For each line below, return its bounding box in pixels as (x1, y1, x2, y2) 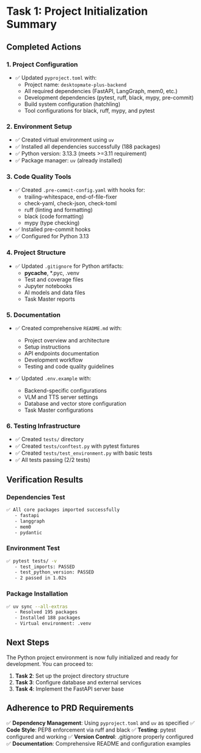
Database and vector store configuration (24, 400, 126, 407)
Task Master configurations (24, 406, 93, 414)
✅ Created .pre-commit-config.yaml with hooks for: (15, 186, 145, 194)
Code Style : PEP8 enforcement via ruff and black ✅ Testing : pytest (6, 726, 176, 733)
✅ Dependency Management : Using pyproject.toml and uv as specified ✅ (6, 719, 195, 727)
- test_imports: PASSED (14, 564, 75, 570)
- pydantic (14, 529, 43, 535)
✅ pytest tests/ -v (6, 558, 57, 564)
